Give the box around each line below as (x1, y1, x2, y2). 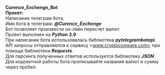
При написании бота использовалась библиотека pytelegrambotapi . (5, 37, 156, 43)
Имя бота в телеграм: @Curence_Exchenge (5, 20, 102, 27)
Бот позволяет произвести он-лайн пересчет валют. (5, 26, 121, 32)
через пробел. (5, 64, 37, 70)
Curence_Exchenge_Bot (5, 5, 58, 10)
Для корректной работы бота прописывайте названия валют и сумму (5, 59, 159, 64)
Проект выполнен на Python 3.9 (5, 32, 76, 37)
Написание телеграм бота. (5, 15, 64, 21)
